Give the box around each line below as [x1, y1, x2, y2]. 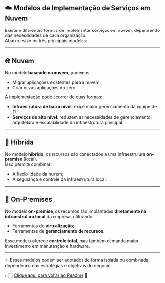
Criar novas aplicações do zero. [12, 84, 77, 90]
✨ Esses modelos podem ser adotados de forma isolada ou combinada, [5, 257, 150, 263]
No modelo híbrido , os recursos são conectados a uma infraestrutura [5, 151, 146, 157]
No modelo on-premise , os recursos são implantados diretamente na [5, 208, 146, 214]
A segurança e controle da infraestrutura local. [12, 176, 107, 182]
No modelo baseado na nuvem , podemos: [5, 69, 91, 75]
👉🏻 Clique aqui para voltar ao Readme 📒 [5, 272, 88, 278]
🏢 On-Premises [5, 195, 53, 203]
